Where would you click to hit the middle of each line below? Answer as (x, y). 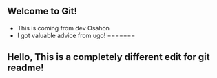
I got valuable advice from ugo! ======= (76, 35)
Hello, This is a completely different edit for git (108, 57)
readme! (25, 68)
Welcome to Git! (42, 11)
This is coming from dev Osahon (63, 28)
